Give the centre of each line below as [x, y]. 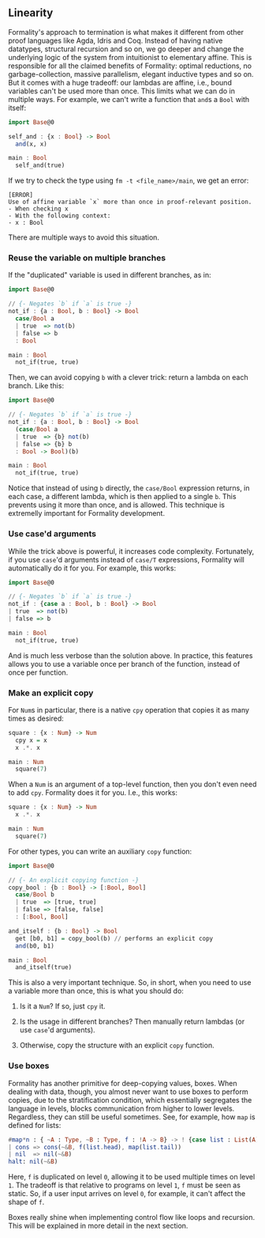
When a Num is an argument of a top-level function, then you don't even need [132, 784]
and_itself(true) [44, 967]
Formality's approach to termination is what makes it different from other [126, 32]
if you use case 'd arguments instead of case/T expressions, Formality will [126, 559]
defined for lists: [35, 1125]
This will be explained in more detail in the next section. [98, 1226]
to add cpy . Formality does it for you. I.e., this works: [93, 793]
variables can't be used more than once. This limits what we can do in [121, 91]
